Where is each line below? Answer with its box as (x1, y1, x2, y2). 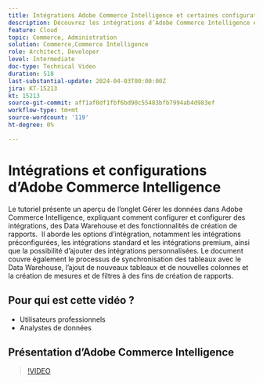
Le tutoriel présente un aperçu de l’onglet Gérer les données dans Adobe (8, 204, 243, 213)
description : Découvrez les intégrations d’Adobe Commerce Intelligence (8, 19, 250, 27)
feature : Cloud (8, 26, 58, 34)
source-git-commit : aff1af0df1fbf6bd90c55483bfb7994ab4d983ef (8, 99, 215, 107)
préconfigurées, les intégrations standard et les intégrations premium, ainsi (8, 237, 250, 247)
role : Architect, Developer (8, 48, 100, 56)
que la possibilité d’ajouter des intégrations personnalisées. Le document (8, 246, 244, 255)
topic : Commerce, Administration (8, 33, 117, 42)
